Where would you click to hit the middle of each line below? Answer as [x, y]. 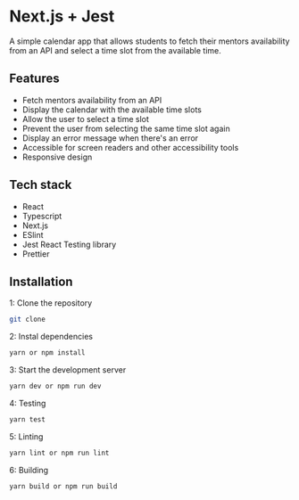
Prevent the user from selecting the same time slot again [126, 128]
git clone [28, 320]
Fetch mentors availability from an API [92, 100]
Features [34, 79]
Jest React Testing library [69, 244]
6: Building [29, 470]
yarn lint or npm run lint [59, 453]
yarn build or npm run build [63, 486]
